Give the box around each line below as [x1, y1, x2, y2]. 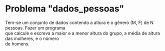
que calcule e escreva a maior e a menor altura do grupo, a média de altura [5, 30, 160, 36]
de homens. [5, 40, 30, 46]
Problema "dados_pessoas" [5, 3, 124, 14]
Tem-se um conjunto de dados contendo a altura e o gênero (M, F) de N [5, 19, 154, 25]
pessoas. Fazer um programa [5, 24, 66, 30]
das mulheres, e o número [5, 35, 59, 41]
